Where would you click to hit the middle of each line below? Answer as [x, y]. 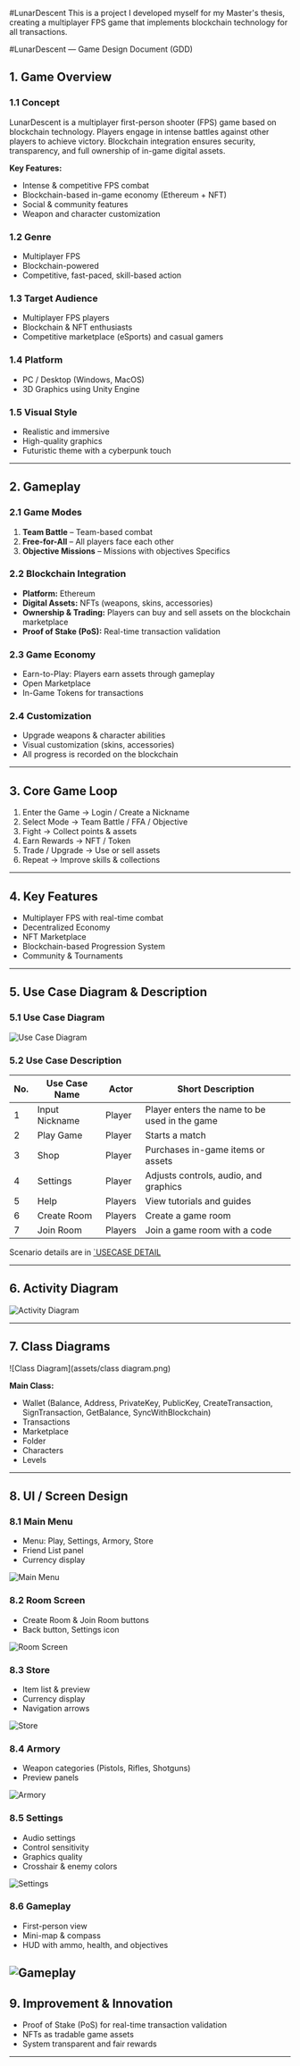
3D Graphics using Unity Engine [81, 389]
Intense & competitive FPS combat [86, 185]
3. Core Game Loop [63, 791]
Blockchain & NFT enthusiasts [77, 327]
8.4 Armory [35, 1748]
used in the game [181, 1121]
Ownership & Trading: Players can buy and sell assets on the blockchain [156, 612]
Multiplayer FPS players [66, 318]
